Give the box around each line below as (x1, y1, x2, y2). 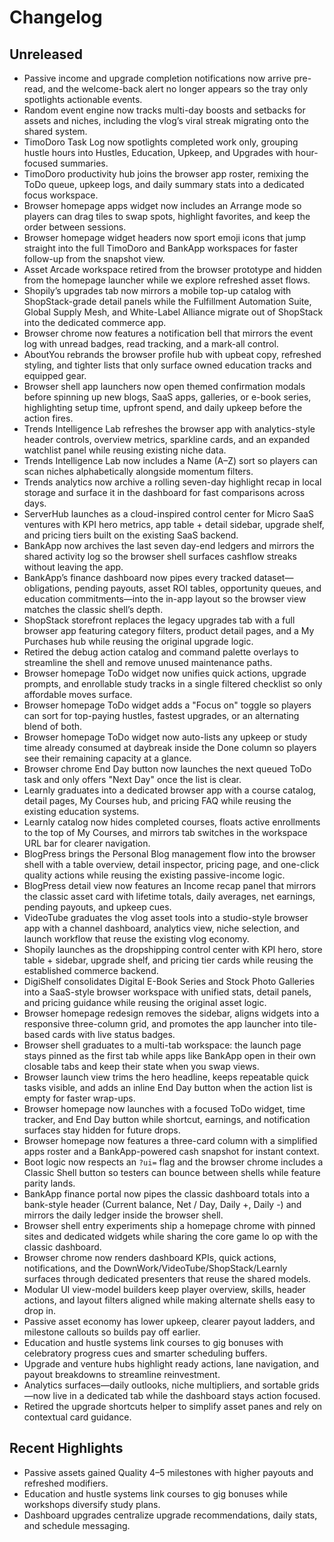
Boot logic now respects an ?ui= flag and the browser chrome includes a (23, 1156, 324, 1168)
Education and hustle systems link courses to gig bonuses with (23, 1337, 284, 1348)
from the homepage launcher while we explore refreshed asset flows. (23, 274, 311, 286)
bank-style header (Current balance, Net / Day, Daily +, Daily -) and (23, 1199, 302, 1210)
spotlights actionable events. (23, 94, 143, 105)
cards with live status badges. (52, 1029, 176, 1040)
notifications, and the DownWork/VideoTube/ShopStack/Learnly (23, 1262, 288, 1274)
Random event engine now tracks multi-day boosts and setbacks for (23, 104, 306, 116)
